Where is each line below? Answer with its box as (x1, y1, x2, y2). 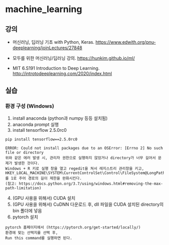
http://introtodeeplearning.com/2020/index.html (12, 70, 112, 76)
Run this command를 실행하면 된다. (5, 235, 72, 240)
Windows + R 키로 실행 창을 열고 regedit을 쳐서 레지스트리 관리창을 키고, (5, 166, 144, 171)
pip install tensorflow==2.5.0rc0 (5, 137, 78, 142)
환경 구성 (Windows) (5, 103, 54, 110)
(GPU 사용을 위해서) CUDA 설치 (12, 195, 75, 201)
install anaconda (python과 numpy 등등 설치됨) (12, 115, 108, 121)
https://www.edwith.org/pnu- (95, 39, 156, 45)
